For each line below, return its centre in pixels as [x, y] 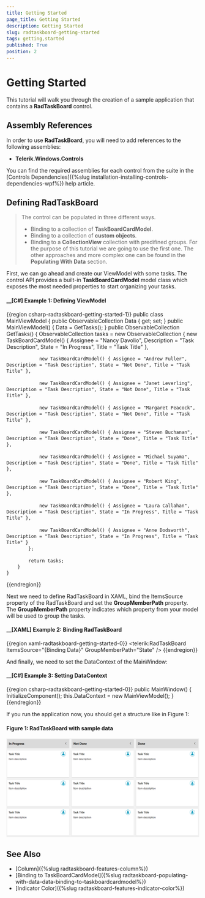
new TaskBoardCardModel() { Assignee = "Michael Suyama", [114, 457]
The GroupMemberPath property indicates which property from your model [102, 609]
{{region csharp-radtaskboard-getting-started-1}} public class [85, 314]
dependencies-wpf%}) [35, 183]
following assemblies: [34, 146]
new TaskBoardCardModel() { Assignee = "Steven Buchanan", [116, 432]
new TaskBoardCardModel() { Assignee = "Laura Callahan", [114, 506]
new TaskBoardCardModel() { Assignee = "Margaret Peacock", [117, 408]
